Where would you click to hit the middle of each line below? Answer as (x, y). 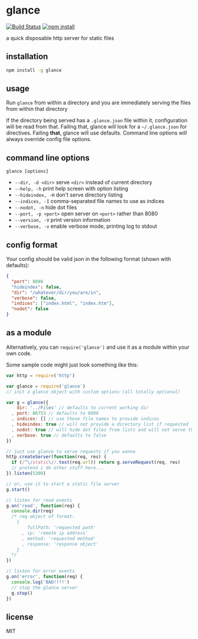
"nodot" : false (30, 309)
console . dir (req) (33, 511)
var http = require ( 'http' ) (41, 375)
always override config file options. (49, 139)
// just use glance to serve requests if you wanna (71, 451)
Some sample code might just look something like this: (72, 365)
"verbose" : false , (34, 298)
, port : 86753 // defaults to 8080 (55, 414)
